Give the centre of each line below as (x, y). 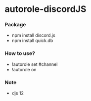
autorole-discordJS (45, 9)
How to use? (20, 53)
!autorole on (24, 69)
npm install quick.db (32, 41)
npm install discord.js (33, 35)
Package (15, 25)
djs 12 (18, 93)
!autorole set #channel (35, 64)
